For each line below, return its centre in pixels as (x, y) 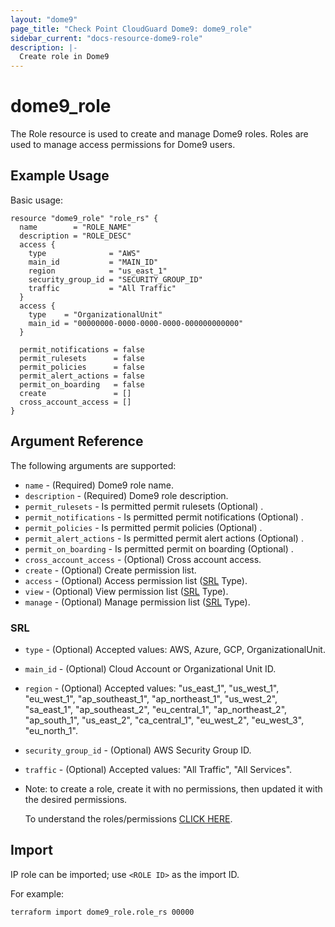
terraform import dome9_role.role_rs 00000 (102, 912)
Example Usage (60, 176)
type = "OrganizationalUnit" (95, 314)
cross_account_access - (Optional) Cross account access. (143, 559)
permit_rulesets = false (82, 358)
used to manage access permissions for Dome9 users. (123, 145)
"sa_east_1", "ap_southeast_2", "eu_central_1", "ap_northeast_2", (156, 709)
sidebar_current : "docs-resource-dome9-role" (106, 38)
